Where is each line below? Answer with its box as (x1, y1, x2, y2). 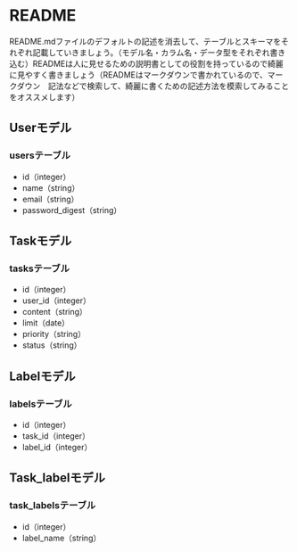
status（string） (21, 340, 82, 350)
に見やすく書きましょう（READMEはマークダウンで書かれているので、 (9, 69, 268, 80)
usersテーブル (9, 149, 71, 161)
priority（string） (21, 329, 87, 340)
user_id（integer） (21, 295, 92, 306)
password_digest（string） (21, 204, 122, 215)
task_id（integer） (21, 431, 91, 441)
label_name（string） (21, 532, 102, 543)
